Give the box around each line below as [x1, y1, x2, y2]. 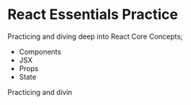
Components [18, 47, 62, 56]
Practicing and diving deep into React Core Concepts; [7, 32, 183, 41]
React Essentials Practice [7, 6, 178, 24]
